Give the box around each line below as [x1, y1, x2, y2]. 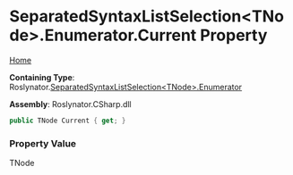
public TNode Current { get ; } [9, 116, 126, 125]
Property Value [9, 137, 77, 149]
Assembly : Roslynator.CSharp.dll [9, 98, 132, 109]
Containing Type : [9, 71, 75, 82]
